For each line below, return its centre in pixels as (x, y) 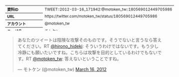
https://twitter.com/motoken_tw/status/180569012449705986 (101, 16)
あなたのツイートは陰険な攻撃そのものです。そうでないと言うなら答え (89, 40)
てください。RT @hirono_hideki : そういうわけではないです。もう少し (88, 46)
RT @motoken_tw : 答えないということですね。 (73, 59)
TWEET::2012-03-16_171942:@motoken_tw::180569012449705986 (108, 9)
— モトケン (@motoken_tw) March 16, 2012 (62, 69)
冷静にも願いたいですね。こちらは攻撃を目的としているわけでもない (87, 52)
